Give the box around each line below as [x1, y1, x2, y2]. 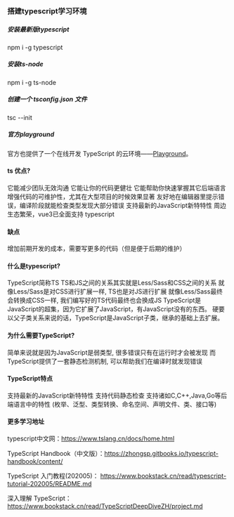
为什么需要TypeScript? [7, 332, 75, 339]
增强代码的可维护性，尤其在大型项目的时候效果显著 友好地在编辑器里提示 [7, 192, 219, 201]
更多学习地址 [7, 417, 44, 426]
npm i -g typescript [7, 43, 63, 51]
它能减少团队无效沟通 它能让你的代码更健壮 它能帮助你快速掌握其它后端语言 [7, 184, 226, 192]
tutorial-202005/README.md [7, 480, 92, 488]
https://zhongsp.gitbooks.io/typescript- [104, 450, 219, 458]
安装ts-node [7, 60, 44, 68]
